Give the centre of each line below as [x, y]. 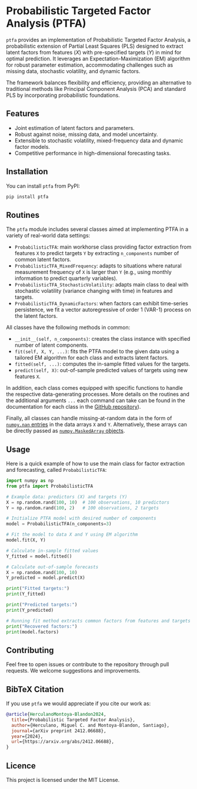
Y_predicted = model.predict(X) [46, 578]
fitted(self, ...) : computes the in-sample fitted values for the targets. [102, 364]
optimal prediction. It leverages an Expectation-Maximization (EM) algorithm [98, 58]
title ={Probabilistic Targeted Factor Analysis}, [73, 720]
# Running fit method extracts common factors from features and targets [98, 621]
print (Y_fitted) [26, 594]
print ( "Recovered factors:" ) [42, 626]
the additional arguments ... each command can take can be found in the [96, 400]
